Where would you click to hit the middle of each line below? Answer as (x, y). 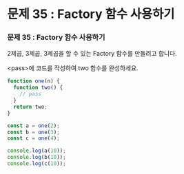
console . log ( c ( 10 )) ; (37, 164)
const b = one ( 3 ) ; (33, 132)
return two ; (31, 107)
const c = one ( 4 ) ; (33, 138)
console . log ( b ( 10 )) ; (37, 157)
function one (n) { (33, 81)
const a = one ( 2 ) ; (33, 126)
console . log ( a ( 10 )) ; (37, 151)
